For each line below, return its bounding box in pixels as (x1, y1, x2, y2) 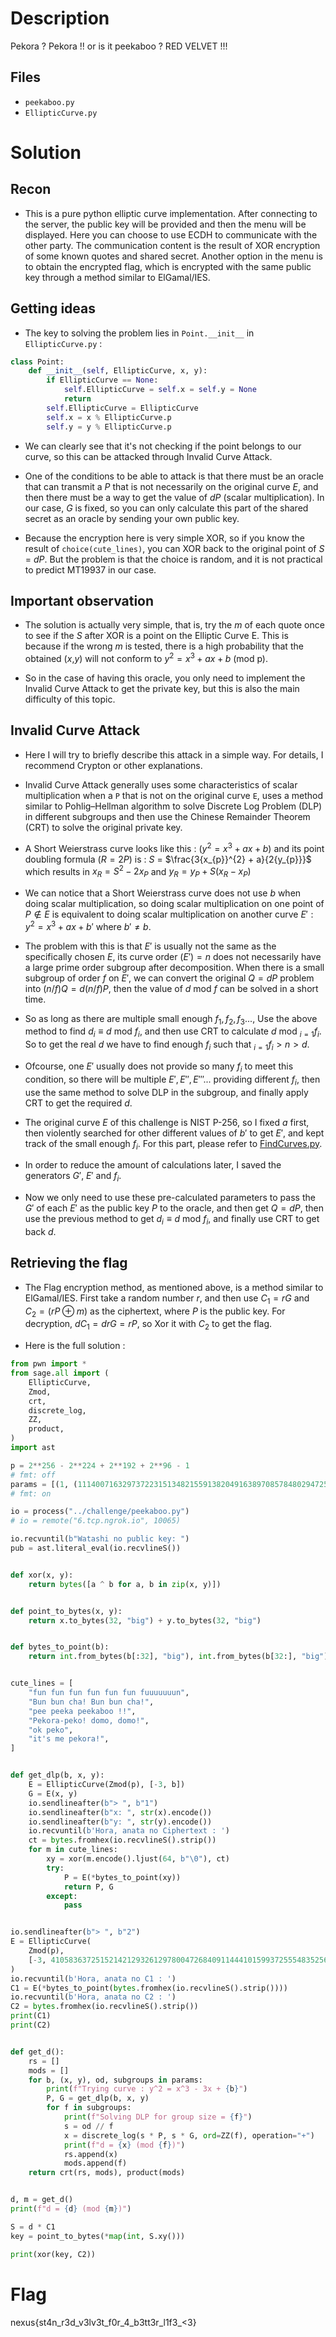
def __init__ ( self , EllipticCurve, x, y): (28, 366, 208, 376)
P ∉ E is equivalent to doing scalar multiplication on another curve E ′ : (24, 908, 314, 920)
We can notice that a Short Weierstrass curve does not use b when (24, 887, 302, 899)
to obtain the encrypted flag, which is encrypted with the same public (24, 260, 312, 272)
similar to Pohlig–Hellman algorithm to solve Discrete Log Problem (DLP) (24, 800, 323, 812)
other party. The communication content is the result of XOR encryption (24, 239, 321, 251)
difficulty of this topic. (24, 693, 116, 706)
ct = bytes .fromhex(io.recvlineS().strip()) (28, 1835, 217, 1846)
